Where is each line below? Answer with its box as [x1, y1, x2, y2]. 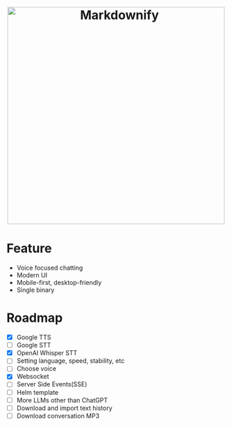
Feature [6, 240, 52, 256]
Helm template [16, 388, 59, 396]
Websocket [16, 372, 49, 381]
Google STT [16, 341, 51, 350]
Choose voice [16, 364, 57, 373]
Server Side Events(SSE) [16, 380, 88, 388]
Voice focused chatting [16, 263, 83, 272]
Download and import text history [16, 404, 113, 412]
